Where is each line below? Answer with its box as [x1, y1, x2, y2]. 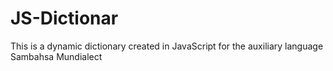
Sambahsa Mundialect [10, 50, 103, 62]
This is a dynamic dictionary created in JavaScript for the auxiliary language [10, 40, 324, 52]
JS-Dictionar [10, 7, 119, 30]
